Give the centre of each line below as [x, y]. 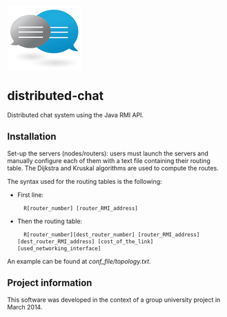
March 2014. [25, 307]
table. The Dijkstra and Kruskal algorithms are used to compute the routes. [113, 168]
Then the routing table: [50, 221]
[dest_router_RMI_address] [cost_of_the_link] [85, 241]
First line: [30, 195]
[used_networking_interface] [59, 248]
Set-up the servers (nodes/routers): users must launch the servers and [108, 153]
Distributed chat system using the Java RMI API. [76, 115]
